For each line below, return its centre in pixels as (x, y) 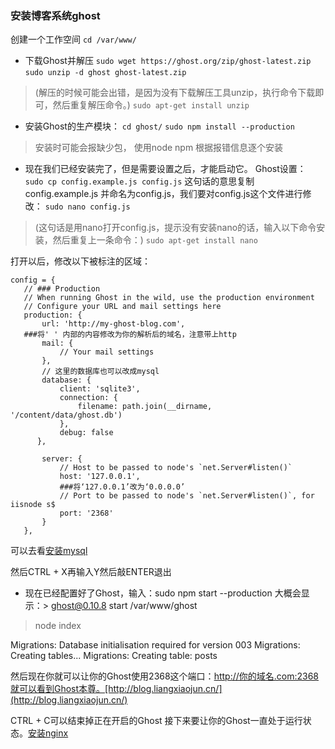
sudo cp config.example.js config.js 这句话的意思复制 (139, 181)
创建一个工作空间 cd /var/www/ (73, 39)
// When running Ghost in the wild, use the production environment (169, 298)
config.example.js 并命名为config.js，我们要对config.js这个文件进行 (163, 194)
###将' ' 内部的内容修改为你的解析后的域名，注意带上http (130, 335)
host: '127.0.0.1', (100, 477)
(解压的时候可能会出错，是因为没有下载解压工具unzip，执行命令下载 (175, 93)
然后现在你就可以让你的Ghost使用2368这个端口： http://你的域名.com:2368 (165, 676)
